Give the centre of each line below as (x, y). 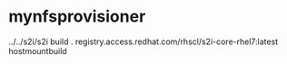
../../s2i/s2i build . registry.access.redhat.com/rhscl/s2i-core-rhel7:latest (143, 41)
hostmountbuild (38, 50)
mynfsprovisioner (77, 17)
